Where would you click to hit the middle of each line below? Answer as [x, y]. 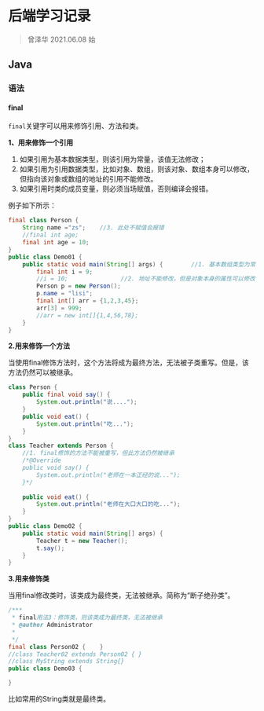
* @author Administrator [52, 625]
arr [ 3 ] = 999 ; [59, 308]
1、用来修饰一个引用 [41, 143]
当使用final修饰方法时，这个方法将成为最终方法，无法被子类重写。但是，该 [129, 363]
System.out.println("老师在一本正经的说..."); [108, 475]
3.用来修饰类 [29, 579]
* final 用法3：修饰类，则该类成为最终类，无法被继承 [87, 618]
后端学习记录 [50, 16]
